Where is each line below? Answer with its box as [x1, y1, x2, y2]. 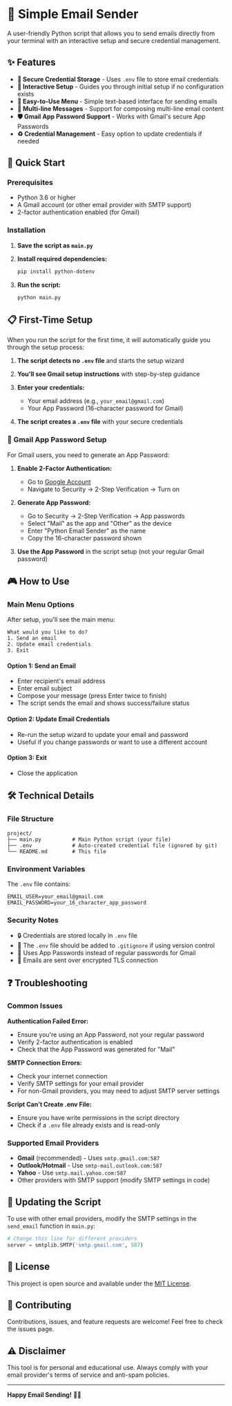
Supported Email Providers [7, 1138, 99, 1148]
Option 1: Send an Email [7, 661, 76, 670]
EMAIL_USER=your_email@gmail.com [7, 893, 104, 900]
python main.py [17, 294, 61, 301]
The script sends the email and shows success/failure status [17, 699, 190, 707]
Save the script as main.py [17, 241, 93, 249]
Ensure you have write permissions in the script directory [17, 1113, 180, 1121]
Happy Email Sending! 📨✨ [7, 1391, 81, 1399]
